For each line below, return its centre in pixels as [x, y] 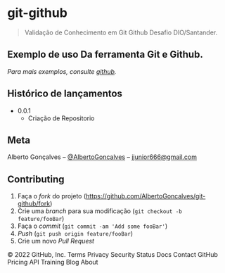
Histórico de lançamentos [65, 94]
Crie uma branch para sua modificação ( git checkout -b [100, 211]
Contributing [36, 179]
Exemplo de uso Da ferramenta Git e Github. [105, 55]
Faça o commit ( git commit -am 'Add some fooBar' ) [92, 226]
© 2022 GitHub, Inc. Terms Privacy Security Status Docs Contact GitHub [112, 255]
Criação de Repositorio [61, 118]
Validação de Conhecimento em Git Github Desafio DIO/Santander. [121, 32]
